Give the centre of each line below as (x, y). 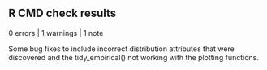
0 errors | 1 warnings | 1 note (56, 33)
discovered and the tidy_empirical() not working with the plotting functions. (134, 57)
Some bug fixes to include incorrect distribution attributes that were (122, 49)
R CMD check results (62, 13)
